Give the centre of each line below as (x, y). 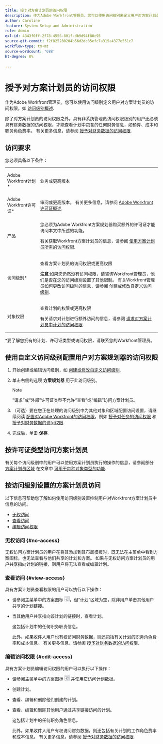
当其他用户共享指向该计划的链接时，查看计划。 (59, 616)
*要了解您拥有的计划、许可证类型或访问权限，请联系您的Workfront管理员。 (80, 340)
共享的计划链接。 (29, 606)
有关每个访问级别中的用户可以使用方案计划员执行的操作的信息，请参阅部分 (79, 462)
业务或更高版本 (55, 181)
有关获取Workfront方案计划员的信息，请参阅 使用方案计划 (98, 241)
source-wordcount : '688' (30, 51)
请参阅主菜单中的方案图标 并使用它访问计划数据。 (65, 679)
